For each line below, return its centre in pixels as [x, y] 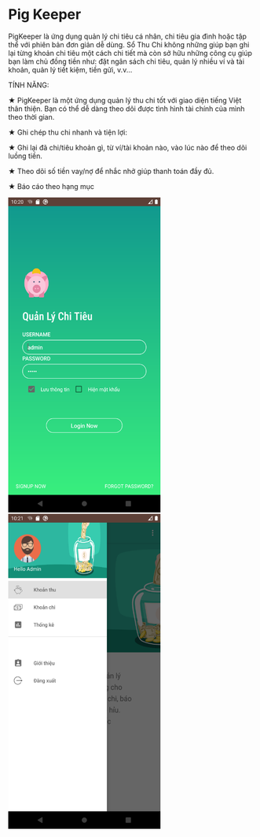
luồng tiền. [26, 156]
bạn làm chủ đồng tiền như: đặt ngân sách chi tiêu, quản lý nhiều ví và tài [126, 61]
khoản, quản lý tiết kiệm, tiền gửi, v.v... [70, 69]
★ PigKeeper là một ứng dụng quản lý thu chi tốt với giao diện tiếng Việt [125, 100]
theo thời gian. [31, 117]
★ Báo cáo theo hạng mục [51, 186]
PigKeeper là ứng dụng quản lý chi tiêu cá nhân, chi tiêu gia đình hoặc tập [128, 36]
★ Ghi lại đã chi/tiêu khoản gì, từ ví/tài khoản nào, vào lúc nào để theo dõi [128, 147]
